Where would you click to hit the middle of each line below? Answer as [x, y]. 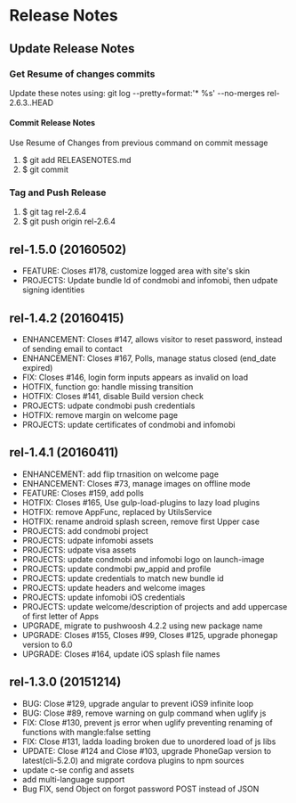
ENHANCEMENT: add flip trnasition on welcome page [120, 474]
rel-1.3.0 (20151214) [65, 682]
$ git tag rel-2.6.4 [54, 212]
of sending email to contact [72, 349]
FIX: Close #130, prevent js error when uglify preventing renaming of [147, 722]
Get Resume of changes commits [82, 74]
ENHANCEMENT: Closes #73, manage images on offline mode [136, 483]
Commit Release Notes [52, 123]
